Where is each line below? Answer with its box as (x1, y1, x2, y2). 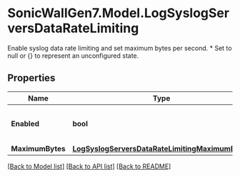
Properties (7, 72, 56, 84)
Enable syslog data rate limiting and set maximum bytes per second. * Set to (7, 44, 232, 52)
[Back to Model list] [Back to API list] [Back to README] (7, 162, 171, 171)
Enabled (11, 118, 40, 128)
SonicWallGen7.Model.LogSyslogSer (7, 5, 230, 21)
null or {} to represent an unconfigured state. (7, 51, 139, 60)
